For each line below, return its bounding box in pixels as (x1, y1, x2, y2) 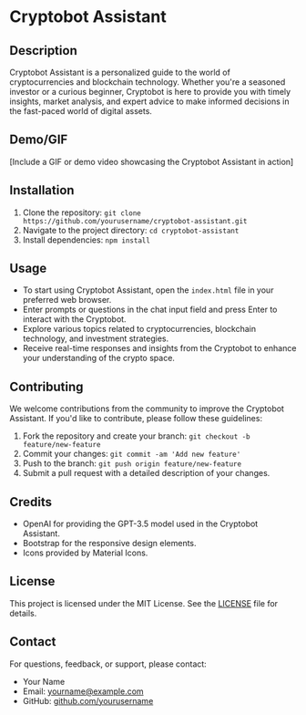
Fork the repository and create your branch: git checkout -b (22, 430, 250, 441)
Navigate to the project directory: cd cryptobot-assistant (22, 224, 240, 235)
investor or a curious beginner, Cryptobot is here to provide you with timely (9, 87, 291, 97)
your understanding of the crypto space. (22, 353, 176, 364)
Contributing (9, 378, 84, 394)
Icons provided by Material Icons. (22, 547, 148, 558)
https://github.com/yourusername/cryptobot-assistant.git (22, 216, 248, 225)
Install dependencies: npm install (22, 234, 150, 245)
